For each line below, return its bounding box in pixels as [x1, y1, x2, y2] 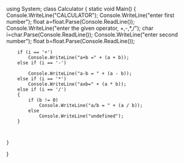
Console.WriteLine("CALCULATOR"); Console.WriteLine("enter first [6, 12, 175, 19]
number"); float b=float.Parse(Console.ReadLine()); [6, 38, 135, 44]
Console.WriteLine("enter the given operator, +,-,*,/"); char [6, 24, 154, 32]
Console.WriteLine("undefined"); [38, 113, 124, 119]
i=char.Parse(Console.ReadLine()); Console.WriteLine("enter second [6, 31, 179, 38]
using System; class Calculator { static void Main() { [6, 5, 136, 12]
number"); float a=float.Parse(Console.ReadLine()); [6, 18, 135, 25]
